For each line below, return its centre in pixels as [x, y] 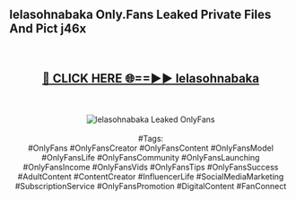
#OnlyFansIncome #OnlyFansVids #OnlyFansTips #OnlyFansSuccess [151, 167]
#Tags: [151, 138]
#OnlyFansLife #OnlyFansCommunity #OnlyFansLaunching [151, 157]
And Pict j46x [48, 29]
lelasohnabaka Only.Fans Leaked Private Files [140, 15]
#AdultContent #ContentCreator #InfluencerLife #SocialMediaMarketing [151, 176]
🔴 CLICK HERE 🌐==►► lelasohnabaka [151, 78]
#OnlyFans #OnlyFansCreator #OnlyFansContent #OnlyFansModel [151, 148]
